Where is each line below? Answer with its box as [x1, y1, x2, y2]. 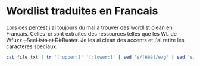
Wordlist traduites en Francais [6, 4, 158, 18]
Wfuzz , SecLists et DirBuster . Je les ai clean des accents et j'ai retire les [6, 36, 185, 43]
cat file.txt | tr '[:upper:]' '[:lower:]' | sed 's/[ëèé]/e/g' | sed [6, 54, 185, 60]
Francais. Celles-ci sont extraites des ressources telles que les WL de [6, 30, 177, 37]
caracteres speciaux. [6, 43, 58, 50]
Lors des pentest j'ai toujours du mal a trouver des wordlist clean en [6, 24, 173, 31]
